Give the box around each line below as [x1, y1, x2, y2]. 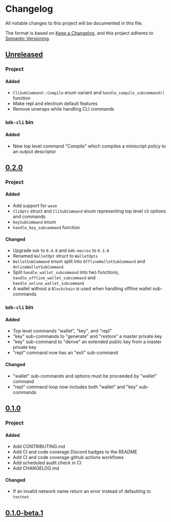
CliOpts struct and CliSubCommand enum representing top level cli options [12, 208, 166, 214]
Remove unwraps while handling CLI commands [12, 106, 114, 112]
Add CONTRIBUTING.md [12, 444, 66, 450]
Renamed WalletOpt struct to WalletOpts [12, 253, 98, 259]
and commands [12, 214, 46, 220]
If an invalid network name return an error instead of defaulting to [12, 488, 151, 494]
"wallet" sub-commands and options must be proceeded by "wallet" [12, 372, 157, 379]
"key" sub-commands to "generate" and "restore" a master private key [12, 333, 162, 340]
